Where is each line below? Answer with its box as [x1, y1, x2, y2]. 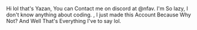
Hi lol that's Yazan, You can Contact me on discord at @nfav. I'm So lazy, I [6, 5, 188, 12]
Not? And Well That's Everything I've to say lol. [6, 18, 121, 24]
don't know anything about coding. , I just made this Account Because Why [6, 11, 191, 18]
